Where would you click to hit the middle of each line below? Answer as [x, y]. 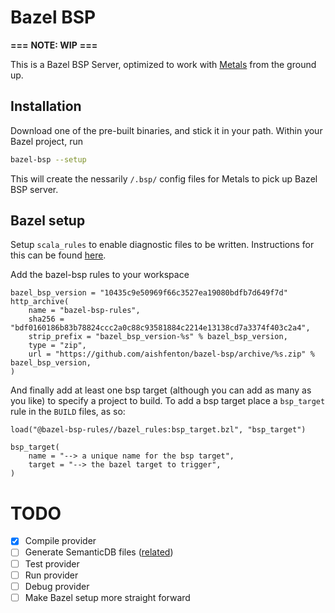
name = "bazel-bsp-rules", [84, 311]
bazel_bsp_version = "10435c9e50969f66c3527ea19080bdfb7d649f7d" [149, 293]
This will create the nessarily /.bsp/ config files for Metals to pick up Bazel [164, 178]
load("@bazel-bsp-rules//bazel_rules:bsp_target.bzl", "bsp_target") [158, 430]
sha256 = [46, 319]
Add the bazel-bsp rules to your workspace [100, 275]
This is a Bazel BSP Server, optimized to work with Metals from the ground [163, 64]
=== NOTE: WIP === [54, 45]
